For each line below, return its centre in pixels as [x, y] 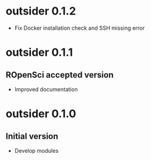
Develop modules [37, 150]
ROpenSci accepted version [60, 75]
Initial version [32, 136]
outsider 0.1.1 [40, 52]
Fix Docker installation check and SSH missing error [80, 28]
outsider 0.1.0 [41, 114]
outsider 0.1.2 [41, 11]
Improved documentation [46, 89]
